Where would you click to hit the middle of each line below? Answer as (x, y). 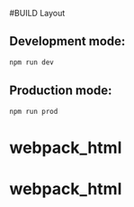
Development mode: (67, 41)
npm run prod (34, 111)
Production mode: (61, 91)
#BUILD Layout (37, 13)
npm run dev (31, 62)
